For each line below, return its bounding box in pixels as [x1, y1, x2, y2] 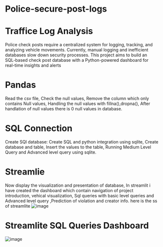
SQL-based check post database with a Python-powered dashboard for [5, 57, 149, 63]
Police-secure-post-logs [5, 3, 107, 15]
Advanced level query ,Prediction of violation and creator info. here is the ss [5, 198, 157, 204]
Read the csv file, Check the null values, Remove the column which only [5, 96, 149, 102]
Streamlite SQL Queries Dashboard [5, 220, 149, 231]
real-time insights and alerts [5, 62, 61, 69]
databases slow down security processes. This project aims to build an [5, 52, 147, 58]
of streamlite [5, 203, 31, 209]
